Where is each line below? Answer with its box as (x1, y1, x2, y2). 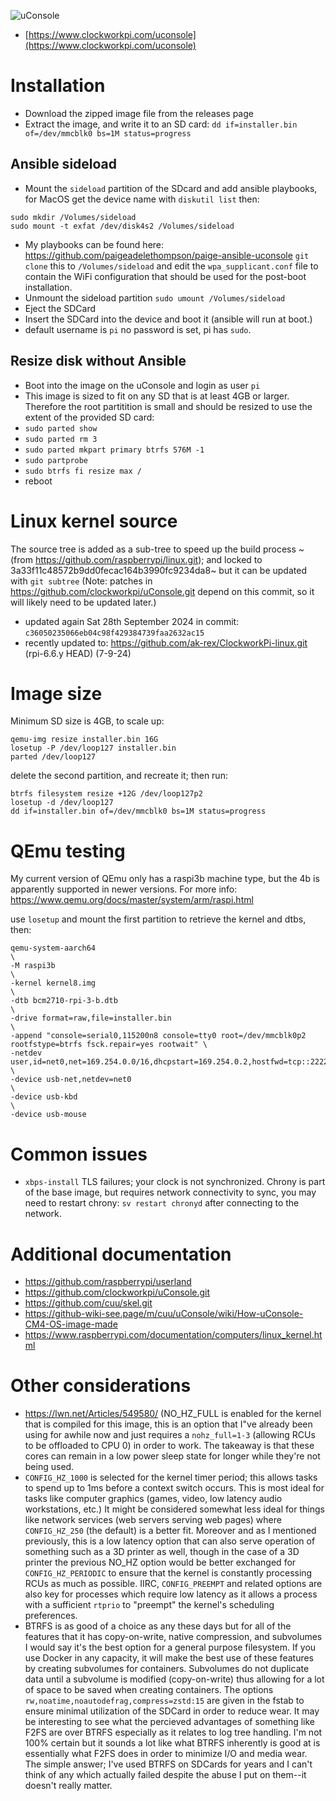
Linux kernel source (10, 510, 178, 532)
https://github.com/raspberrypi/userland (24, 1276, 192, 1288)
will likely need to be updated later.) (10, 596, 157, 608)
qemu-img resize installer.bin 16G (10, 735, 159, 745)
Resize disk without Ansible (10, 353, 187, 370)
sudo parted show (24, 423, 98, 434)
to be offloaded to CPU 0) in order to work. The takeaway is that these (24, 1440, 315, 1452)
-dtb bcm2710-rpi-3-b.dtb (10, 996, 118, 1006)
